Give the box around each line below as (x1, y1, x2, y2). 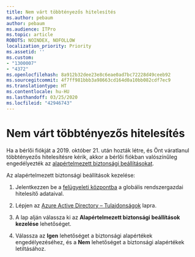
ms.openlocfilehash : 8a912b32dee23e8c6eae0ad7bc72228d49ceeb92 (6, 72, 171, 78)
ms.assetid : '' (6, 49, 45, 55)
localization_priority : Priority (6, 43, 92, 50)
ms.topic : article (6, 32, 53, 38)
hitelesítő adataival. (15, 190, 64, 197)
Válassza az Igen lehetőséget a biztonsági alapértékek (15, 232, 153, 239)
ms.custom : (6, 54, 34, 61)
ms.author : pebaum (6, 15, 53, 21)
